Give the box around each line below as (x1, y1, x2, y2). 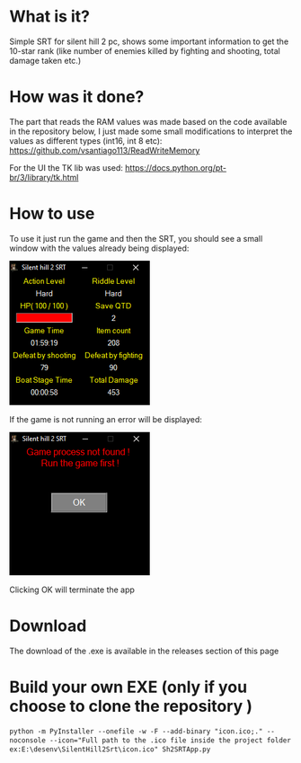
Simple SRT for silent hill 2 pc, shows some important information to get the (9, 36, 289, 47)
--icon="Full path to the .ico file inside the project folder (49, 735, 292, 745)
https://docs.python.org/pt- (125, 162, 227, 173)
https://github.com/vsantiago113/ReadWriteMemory (9, 145, 200, 155)
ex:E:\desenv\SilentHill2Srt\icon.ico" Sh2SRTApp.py (9, 744, 211, 754)
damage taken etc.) (9, 55, 82, 66)
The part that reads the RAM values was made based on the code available (9, 116, 288, 127)
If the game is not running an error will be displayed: (9, 413, 202, 424)
